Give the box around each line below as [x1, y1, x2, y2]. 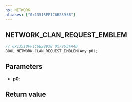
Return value [5, 90, 46, 99]
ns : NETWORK [5, 7, 30, 13]
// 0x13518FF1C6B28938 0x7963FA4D [5, 44, 78, 49]
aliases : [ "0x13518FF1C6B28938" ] [5, 12, 76, 17]
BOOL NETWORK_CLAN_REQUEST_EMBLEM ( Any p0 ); [5, 49, 98, 54]
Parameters [5, 62, 43, 71]
